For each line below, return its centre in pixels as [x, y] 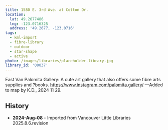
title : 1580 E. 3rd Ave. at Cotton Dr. [47, 10]
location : [16, 14]
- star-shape [23, 51]
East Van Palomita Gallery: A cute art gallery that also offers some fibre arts [83, 80]
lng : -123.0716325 [29, 24]
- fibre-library [27, 42]
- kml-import [23, 38]
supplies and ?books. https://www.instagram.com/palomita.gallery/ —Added [84, 85]
